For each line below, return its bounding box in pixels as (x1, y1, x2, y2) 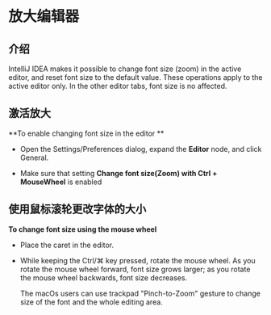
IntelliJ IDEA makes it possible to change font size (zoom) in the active (8, 64, 242, 73)
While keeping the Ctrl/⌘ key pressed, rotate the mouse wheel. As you (19, 255, 256, 265)
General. (19, 153, 49, 162)
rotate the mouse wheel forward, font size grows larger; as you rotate (19, 264, 251, 274)
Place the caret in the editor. (19, 240, 115, 250)
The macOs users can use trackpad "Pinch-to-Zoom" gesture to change (19, 288, 261, 298)
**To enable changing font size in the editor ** (8, 128, 165, 138)
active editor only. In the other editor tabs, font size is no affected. (8, 82, 227, 90)
